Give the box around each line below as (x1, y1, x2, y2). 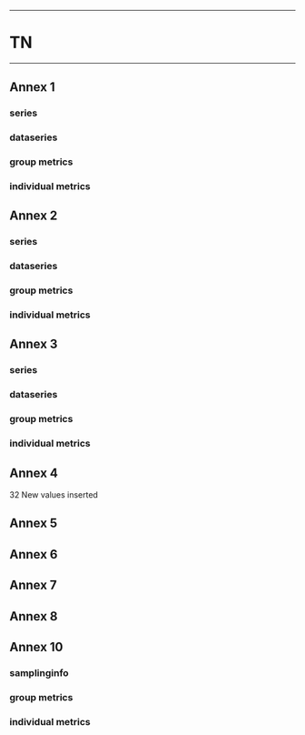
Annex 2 (9, 208, 58, 224)
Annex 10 (9, 639, 64, 655)
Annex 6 (9, 547, 58, 562)
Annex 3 (9, 337, 58, 352)
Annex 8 (9, 609, 58, 624)
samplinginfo (9, 666, 70, 679)
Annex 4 (9, 465, 59, 480)
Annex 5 (9, 516, 58, 531)
